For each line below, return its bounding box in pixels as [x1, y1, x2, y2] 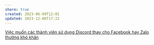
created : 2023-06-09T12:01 [5, 12, 60, 16]
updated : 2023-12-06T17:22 [5, 16, 60, 21]
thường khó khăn [5, 34, 39, 40]
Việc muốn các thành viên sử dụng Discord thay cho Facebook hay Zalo [5, 30, 149, 35]
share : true [5, 7, 29, 12]
